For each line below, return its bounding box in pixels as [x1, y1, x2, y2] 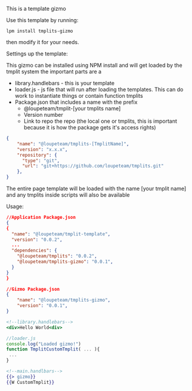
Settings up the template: [6, 50, 68, 57]
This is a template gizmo [6, 5, 67, 12]
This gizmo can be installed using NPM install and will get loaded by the [6, 62, 183, 69]
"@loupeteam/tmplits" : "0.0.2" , [17, 253, 97, 259]
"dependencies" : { [11, 247, 58, 254]
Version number [23, 111, 64, 118]
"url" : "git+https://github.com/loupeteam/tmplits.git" [21, 163, 164, 169]
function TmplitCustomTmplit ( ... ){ [6, 346, 100, 352]
